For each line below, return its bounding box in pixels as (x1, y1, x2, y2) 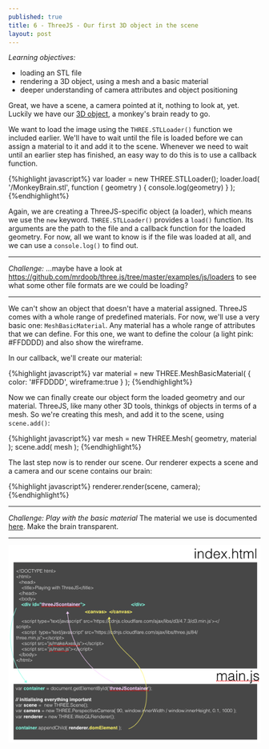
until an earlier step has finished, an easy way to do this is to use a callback (8, 150, 257, 160)
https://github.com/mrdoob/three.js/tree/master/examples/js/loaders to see (8, 272, 257, 282)
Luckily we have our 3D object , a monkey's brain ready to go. (8, 109, 211, 119)
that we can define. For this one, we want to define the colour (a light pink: (8, 329, 254, 339)
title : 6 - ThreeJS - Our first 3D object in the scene (8, 21, 199, 30)
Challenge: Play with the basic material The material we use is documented (8, 513, 258, 523)
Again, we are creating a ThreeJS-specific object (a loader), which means (8, 206, 252, 216)
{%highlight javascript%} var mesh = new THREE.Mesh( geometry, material (8, 434, 258, 443)
